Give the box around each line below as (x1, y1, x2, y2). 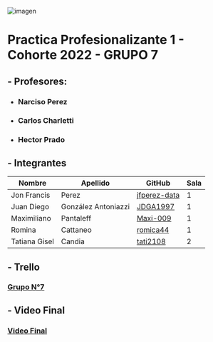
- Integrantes (7, 157, 67, 169)
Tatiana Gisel (11, 236, 55, 246)
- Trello (7, 261, 41, 273)
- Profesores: (7, 75, 68, 87)
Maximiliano (11, 213, 51, 223)
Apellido (80, 178, 110, 188)
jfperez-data (136, 190, 180, 200)
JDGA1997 (136, 202, 175, 212)
